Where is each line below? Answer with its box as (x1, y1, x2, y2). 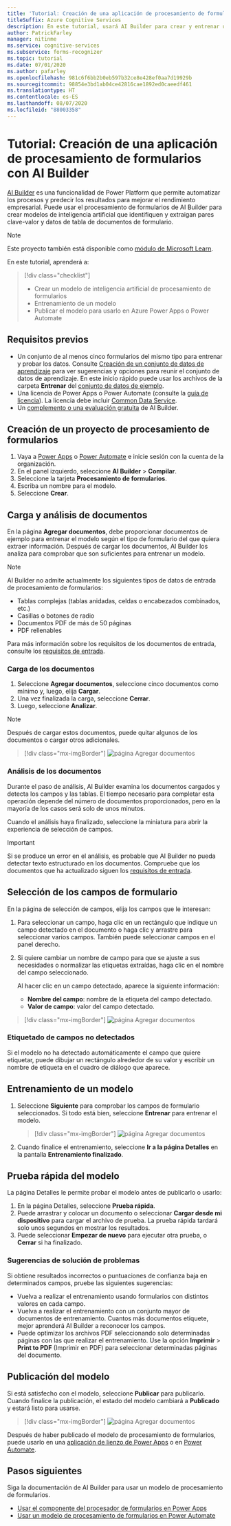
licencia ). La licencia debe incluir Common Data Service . (16, 396, 177, 404)
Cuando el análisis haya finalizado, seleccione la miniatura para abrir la (7, 817, 208, 825)
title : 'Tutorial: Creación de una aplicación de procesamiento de (7, 10, 205, 17)
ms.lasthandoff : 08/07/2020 (7, 100, 88, 107)
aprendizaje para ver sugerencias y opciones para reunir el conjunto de (16, 366, 220, 375)
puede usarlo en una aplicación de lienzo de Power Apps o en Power (7, 1438, 202, 1446)
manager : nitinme (7, 36, 57, 43)
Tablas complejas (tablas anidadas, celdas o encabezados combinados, (16, 597, 221, 605)
